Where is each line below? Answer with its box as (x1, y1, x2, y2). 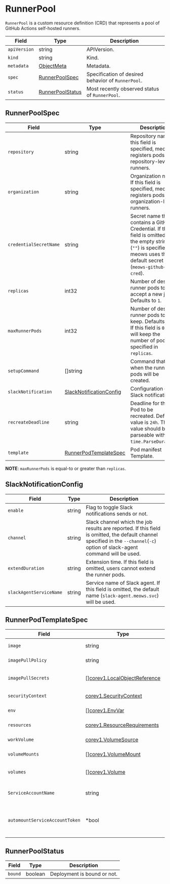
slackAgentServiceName (8, 590, 62, 595)
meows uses (130, 250, 160, 257)
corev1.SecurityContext (85, 693, 143, 700)
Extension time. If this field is (86, 558, 154, 565)
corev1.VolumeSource (85, 736, 139, 743)
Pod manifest (130, 446, 162, 453)
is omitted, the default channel (86, 531, 158, 538)
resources (8, 722, 31, 728)
